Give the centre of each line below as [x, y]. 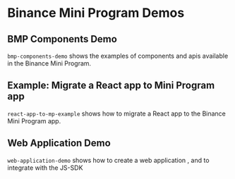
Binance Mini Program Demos [96, 13]
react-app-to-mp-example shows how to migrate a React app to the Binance [116, 113]
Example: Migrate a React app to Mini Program [111, 86]
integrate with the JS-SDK [45, 168]
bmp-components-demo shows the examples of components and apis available [118, 56]
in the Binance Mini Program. [49, 63]
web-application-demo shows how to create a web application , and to [108, 160]
